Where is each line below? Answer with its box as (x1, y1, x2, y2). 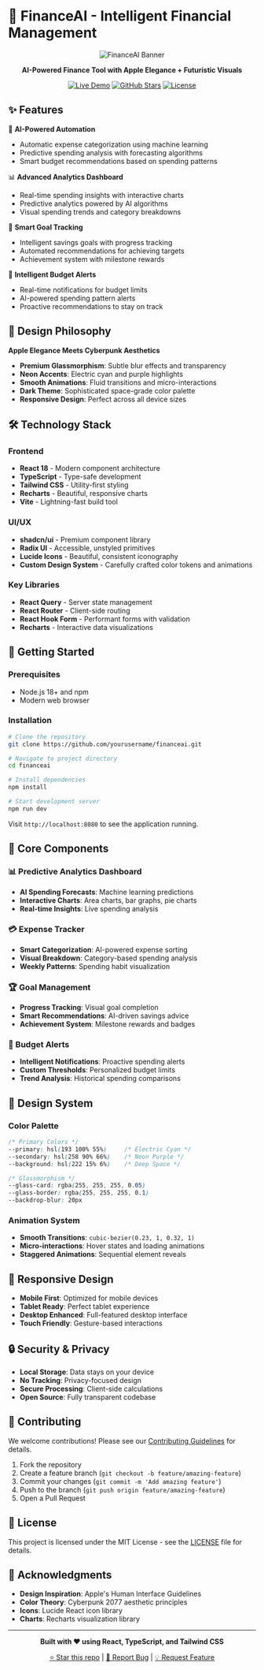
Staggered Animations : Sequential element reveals (19, 1250, 187, 1259)
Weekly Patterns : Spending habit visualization (19, 961, 170, 971)
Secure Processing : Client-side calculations (19, 1384, 163, 1394)
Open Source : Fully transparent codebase (19, 1392, 156, 1402)
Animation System (8, 1215, 81, 1226)
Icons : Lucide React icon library (19, 1606, 123, 1616)
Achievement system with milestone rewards (19, 254, 165, 263)
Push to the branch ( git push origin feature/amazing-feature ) (19, 1485, 225, 1494)
